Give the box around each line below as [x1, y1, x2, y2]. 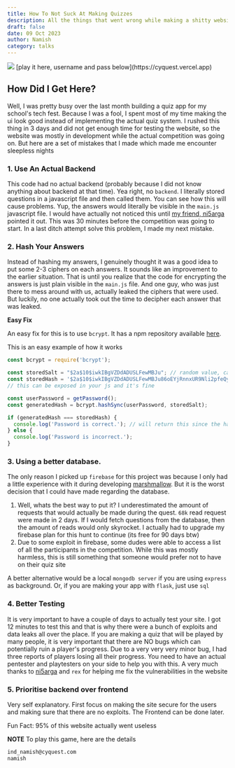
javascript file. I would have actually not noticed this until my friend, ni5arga [7, 209, 225, 218]
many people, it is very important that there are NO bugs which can [7, 637, 201, 645]
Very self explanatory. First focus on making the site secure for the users [7, 700, 217, 708]
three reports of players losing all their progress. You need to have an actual [7, 652, 226, 660]
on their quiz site [17, 561, 66, 569]
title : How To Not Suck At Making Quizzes [7, 10, 133, 18]
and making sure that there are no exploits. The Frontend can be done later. [7, 708, 225, 716]
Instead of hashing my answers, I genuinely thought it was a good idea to [7, 258, 218, 266]
